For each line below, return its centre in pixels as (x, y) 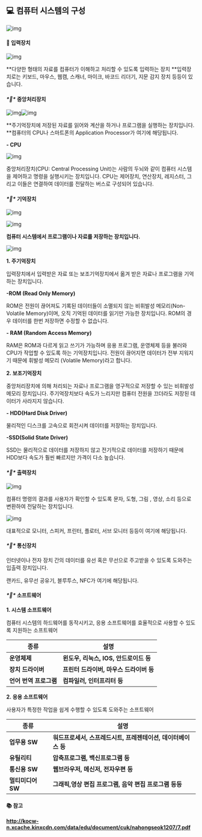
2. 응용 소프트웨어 (27, 697)
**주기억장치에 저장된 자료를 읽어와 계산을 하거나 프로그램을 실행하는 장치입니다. (100, 125)
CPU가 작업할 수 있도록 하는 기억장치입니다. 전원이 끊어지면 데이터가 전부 (92, 353)
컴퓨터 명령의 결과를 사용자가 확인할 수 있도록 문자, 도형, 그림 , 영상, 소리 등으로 (99, 499)
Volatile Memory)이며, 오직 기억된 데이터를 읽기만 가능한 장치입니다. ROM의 (96, 313)
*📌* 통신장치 (21, 546)
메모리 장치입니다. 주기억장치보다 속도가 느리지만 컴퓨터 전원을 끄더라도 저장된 (98, 394)
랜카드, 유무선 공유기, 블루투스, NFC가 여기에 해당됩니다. (73, 580)
